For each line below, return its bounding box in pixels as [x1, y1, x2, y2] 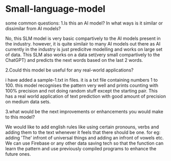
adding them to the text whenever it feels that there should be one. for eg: [5, 129, 161, 135]
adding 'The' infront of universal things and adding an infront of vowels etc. [5, 134, 164, 141]
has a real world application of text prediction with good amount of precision [5, 93, 166, 99]
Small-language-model [5, 3, 106, 15]
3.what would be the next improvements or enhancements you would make [5, 108, 163, 114]
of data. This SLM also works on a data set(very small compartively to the [5, 52, 160, 58]
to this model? [5, 113, 35, 120]
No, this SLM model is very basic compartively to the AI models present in [5, 35, 161, 41]
